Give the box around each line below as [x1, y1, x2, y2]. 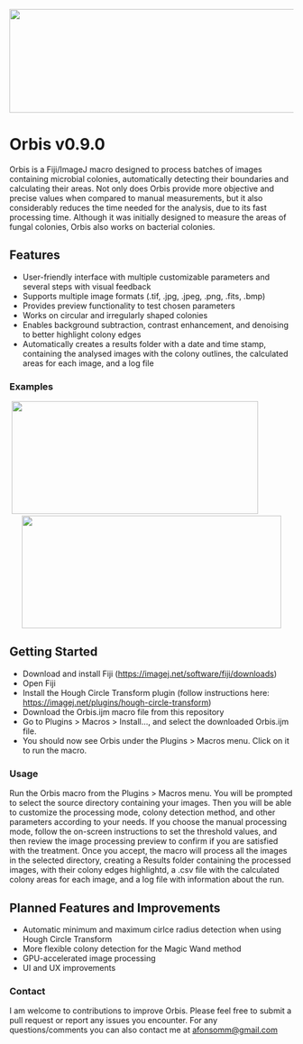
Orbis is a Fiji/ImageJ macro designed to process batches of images [9, 163, 263, 175]
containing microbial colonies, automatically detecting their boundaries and [9, 173, 289, 184]
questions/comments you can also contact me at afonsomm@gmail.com [9, 1024, 278, 1036]
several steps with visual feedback [22, 280, 151, 292]
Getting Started [9, 645, 98, 660]
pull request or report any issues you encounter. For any [9, 1015, 218, 1026]
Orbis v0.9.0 [9, 134, 106, 155]
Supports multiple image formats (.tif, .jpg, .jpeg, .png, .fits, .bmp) [22, 290, 266, 301]
